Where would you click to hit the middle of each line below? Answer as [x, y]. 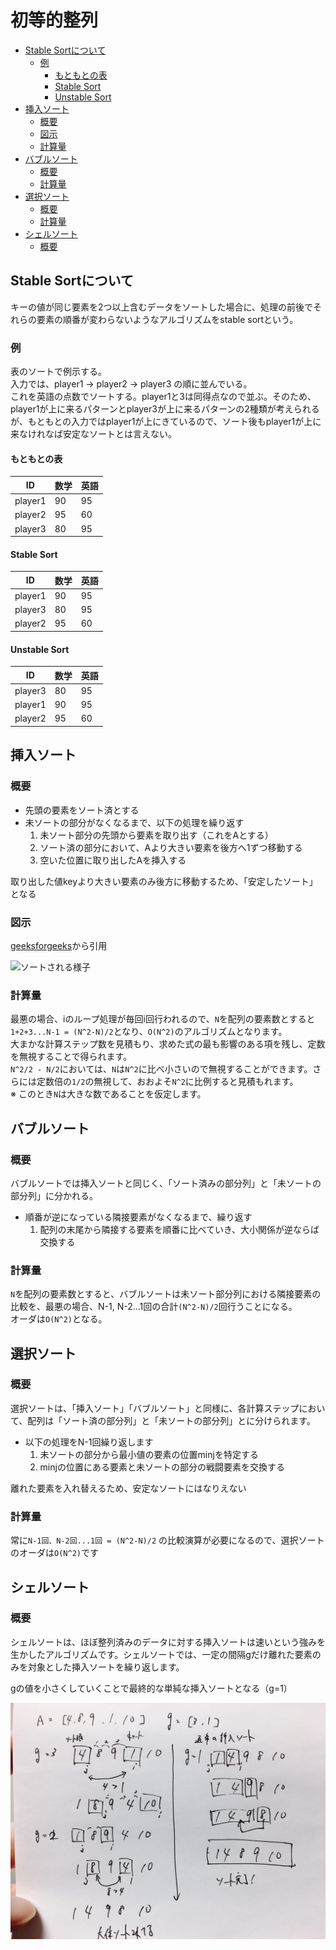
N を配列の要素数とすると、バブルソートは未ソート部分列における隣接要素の [166, 1294]
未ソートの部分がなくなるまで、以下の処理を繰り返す [134, 822]
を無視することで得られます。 [71, 1057]
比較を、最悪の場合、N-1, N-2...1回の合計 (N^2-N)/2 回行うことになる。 [154, 1307]
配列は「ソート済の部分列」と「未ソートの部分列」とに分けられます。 [171, 1420]
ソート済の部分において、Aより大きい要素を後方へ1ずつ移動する [171, 847]
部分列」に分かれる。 [54, 1195]
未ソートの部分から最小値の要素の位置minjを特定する [149, 1454]
